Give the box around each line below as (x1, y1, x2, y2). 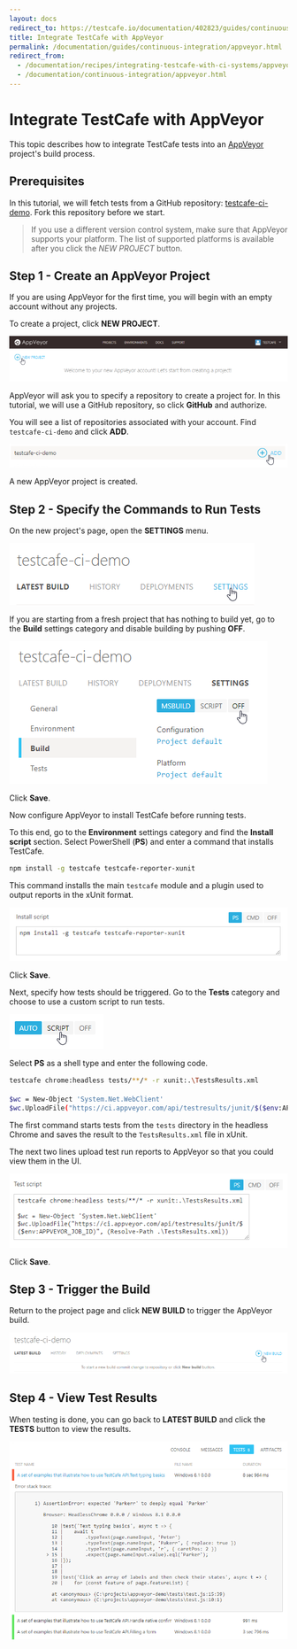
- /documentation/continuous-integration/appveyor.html (17, 71, 227, 80)
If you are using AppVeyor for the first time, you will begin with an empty (9, 292, 272, 303)
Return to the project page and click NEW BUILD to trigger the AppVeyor (9, 1305, 272, 1316)
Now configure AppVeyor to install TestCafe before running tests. (9, 810, 247, 821)
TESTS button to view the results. (9, 1423, 132, 1434)
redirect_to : (9, 23, 57, 33)
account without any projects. (9, 301, 118, 312)
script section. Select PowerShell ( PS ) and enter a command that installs (9, 837, 274, 848)
